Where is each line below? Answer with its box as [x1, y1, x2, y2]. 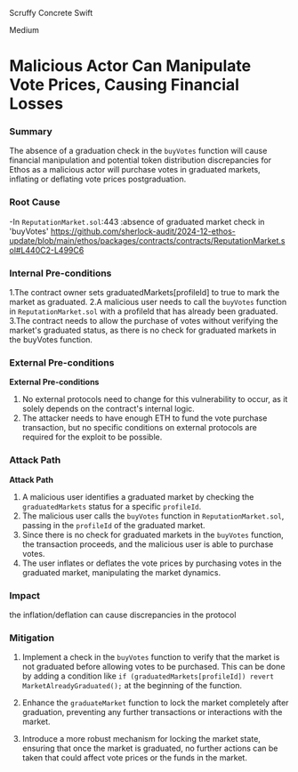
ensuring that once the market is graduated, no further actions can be [21, 743, 278, 754]
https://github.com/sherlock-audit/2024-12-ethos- [50, 226, 236, 237]
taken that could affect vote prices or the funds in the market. [21, 752, 247, 763]
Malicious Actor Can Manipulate [9, 56, 252, 76]
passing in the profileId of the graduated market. [21, 519, 206, 530]
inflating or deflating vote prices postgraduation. [9, 173, 187, 185]
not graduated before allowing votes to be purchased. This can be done [21, 662, 286, 672]
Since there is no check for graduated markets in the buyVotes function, [21, 529, 285, 540]
